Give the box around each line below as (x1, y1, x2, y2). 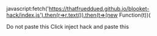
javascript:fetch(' (6, 5, 49, 12)
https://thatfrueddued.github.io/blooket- (48, 5, 150, 12)
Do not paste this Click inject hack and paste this (6, 23, 130, 30)
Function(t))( (119, 11, 151, 19)
